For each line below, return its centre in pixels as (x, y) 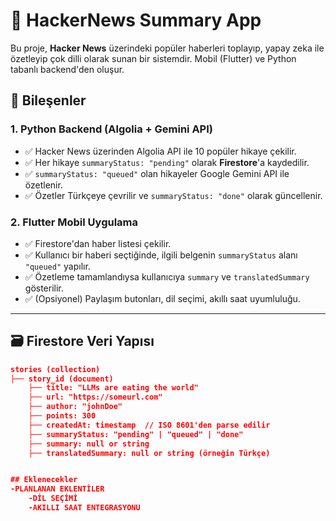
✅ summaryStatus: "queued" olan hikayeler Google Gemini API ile (157, 173)
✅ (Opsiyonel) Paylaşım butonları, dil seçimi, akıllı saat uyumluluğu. (162, 298)
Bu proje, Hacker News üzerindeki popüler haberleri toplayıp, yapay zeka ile (167, 48)
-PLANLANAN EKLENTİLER (57, 489)
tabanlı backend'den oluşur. (67, 69)
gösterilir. (44, 288)
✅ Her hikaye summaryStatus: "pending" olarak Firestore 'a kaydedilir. (167, 162)
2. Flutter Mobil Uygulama (74, 222)
